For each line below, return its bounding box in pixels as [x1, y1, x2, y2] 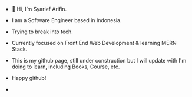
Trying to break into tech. [11, 28, 74, 35]
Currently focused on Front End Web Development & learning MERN [11, 40, 177, 46]
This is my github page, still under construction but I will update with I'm [11, 57, 187, 64]
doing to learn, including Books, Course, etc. [11, 63, 120, 70]
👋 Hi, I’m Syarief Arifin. [11, 6, 67, 12]
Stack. [11, 46, 28, 53]
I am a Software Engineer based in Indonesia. [11, 17, 122, 23]
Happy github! [11, 75, 47, 81]
